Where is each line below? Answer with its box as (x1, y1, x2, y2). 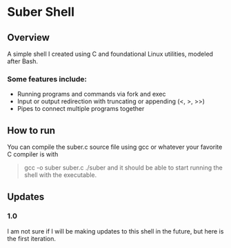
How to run (7, 125, 56, 136)
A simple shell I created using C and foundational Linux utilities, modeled (7, 50, 214, 58)
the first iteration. (7, 234, 57, 242)
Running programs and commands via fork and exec (17, 90, 167, 99)
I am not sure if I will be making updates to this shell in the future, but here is (7, 227, 224, 235)
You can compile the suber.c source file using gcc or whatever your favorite (7, 143, 223, 152)
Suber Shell (7, 4, 74, 20)
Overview (7, 32, 50, 43)
